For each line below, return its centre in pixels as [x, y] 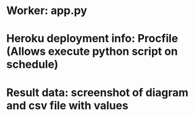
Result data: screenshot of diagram [98, 92]
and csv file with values [67, 105]
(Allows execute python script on [92, 52]
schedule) [32, 64]
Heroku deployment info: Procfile [92, 39]
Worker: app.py [47, 11]
